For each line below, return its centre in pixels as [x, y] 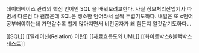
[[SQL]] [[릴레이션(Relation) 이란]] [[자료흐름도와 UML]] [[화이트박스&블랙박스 [99, 36]
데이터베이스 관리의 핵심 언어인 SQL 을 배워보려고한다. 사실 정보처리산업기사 [96, 9]
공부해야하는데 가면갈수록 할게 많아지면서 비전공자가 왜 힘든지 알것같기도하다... [99, 24]
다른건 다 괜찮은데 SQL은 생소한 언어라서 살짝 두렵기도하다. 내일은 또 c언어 [105, 16]
